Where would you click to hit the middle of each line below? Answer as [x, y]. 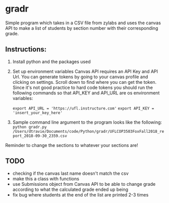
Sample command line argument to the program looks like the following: [87, 122]
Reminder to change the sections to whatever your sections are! [72, 145]
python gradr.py [30, 127]
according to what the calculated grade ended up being [70, 189]
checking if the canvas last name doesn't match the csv [70, 173]
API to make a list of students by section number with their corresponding [82, 28]
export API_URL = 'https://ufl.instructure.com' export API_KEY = [83, 108]
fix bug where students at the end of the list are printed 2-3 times [80, 194]
